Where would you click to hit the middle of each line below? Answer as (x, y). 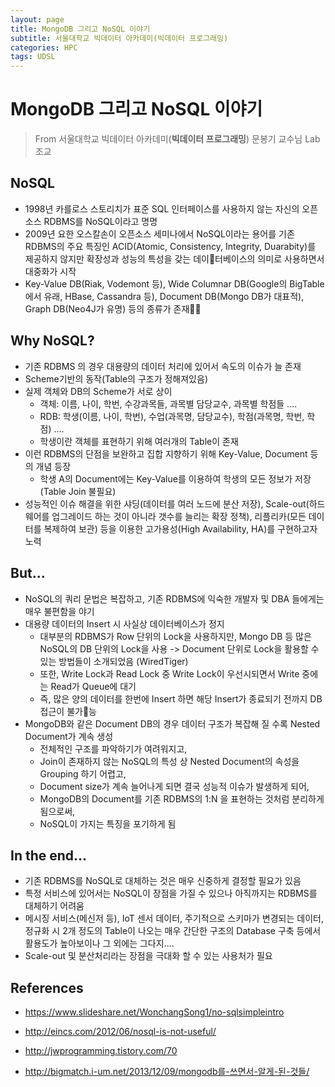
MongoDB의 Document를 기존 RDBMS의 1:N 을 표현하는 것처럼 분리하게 (182, 798)
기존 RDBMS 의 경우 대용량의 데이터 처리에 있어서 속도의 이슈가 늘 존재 (163, 366)
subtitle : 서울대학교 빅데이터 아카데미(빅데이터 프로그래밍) (119, 38)
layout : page (37, 19)
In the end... (49, 855)
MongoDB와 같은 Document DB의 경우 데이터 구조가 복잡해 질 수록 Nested (172, 723)
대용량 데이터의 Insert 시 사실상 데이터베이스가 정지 (124, 623)
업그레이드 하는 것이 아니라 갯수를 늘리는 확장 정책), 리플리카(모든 (179, 516)
